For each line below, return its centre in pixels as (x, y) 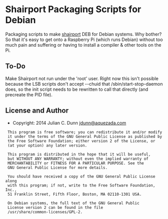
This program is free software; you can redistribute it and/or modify (85, 132)
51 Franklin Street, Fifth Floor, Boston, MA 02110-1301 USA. (75, 194)
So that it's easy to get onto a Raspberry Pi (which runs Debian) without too (84, 40)
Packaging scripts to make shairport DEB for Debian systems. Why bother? (83, 34)
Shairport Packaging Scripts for (73, 9)
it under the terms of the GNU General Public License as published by (85, 136)
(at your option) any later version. (47, 145)
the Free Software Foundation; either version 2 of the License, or (81, 141)
